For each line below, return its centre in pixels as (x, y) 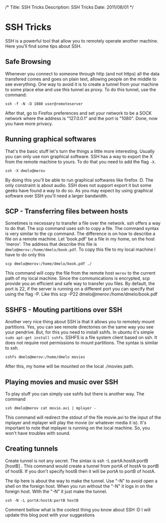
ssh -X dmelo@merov (25, 171)
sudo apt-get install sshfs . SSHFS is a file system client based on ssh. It (81, 338)
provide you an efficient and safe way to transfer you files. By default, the (80, 284)
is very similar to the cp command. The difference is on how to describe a (80, 234)
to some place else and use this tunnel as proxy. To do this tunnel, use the (81, 89)
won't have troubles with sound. (38, 433)
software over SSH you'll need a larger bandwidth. (56, 196)
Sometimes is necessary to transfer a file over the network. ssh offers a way (83, 223)
